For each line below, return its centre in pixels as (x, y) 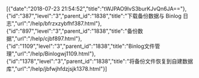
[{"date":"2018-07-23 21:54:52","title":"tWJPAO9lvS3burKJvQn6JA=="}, (96, 9)
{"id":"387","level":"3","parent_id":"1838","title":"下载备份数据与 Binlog (94, 16)
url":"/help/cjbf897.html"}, (49, 38)
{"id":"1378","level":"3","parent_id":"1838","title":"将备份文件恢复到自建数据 (99, 61)
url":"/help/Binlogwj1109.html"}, (56, 54)
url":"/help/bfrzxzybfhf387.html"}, (59, 23)
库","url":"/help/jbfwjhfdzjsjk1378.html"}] (57, 69)
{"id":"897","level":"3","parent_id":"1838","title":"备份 (72, 31)
